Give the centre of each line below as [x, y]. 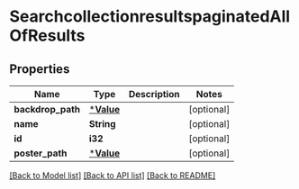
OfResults [47, 36]
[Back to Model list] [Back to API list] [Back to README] [113, 175]
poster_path [41, 153]
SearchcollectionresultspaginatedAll [150, 17]
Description [154, 94]
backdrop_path [47, 109]
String [102, 124]
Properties [40, 69]
